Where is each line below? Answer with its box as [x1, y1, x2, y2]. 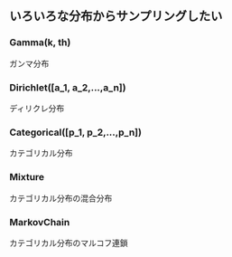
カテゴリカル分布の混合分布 [9, 193, 113, 204]
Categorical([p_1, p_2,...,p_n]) [9, 126, 143, 138]
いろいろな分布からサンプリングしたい [9, 8, 223, 24]
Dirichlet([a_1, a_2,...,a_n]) [9, 81, 126, 93]
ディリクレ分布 [9, 102, 65, 113]
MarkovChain [9, 215, 70, 228]
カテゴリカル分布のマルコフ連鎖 [9, 237, 128, 248]
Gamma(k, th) [9, 36, 71, 49]
